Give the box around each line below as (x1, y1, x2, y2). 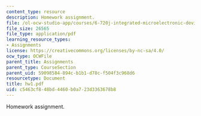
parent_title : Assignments (6, 59, 74, 65)
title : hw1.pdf (6, 81, 44, 87)
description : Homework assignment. (6, 14, 95, 20)
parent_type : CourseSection (6, 64, 77, 71)
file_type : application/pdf (6, 31, 77, 37)
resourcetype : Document (6, 75, 66, 81)
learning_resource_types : (6, 36, 71, 42)
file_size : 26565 (6, 25, 50, 32)
